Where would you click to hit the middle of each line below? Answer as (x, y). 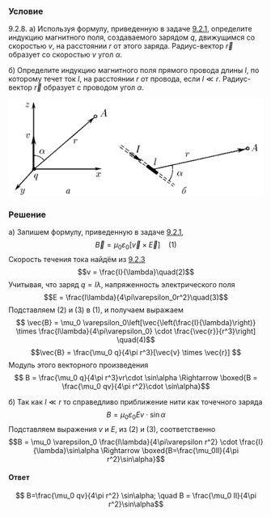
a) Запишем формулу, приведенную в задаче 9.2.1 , (96, 232)
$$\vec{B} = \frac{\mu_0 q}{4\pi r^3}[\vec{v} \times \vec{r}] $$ (136, 352)
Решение (28, 214)
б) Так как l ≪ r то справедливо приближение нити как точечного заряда (135, 401)
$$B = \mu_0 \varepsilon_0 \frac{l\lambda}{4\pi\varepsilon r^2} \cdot (123, 442)
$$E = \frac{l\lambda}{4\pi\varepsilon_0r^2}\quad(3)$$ (136, 297)
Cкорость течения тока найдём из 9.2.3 (77, 259)
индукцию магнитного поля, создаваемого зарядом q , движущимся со (132, 37)
